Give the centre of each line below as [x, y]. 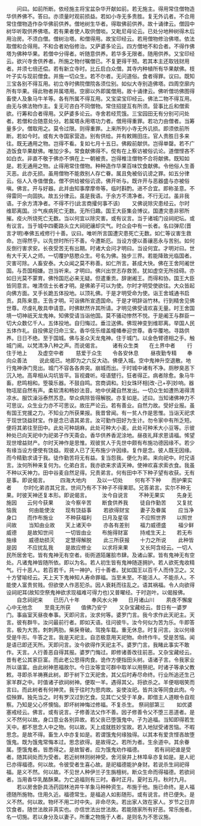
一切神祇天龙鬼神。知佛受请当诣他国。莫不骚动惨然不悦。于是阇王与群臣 [100, 315]
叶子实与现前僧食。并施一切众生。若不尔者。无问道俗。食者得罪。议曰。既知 [100, 76]
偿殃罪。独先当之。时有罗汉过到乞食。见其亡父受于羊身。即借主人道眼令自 [98, 697]
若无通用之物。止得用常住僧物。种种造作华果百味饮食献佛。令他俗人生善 [106, 166]
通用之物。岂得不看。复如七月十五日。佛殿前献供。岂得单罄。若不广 [111, 143]
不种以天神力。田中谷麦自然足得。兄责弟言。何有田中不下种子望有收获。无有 [100, 473]
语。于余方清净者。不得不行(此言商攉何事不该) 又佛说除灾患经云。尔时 [98, 203]
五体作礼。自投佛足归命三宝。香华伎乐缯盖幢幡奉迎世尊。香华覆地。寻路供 [98, 330]
